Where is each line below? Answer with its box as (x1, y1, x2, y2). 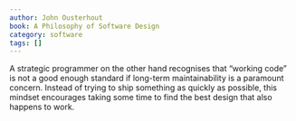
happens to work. (9, 101, 75, 113)
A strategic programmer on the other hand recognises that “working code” (9, 63, 287, 74)
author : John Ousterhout (9, 13, 103, 23)
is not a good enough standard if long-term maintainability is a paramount (9, 73, 284, 84)
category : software (9, 30, 83, 39)
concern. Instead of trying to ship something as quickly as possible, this (9, 82, 278, 93)
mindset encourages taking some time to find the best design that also (9, 92, 273, 103)
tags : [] (9, 38, 43, 48)
